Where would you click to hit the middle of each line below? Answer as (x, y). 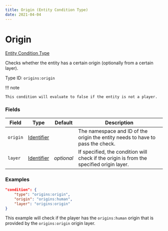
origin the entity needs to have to (117, 137)
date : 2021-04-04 (23, 15)
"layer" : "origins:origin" (42, 204)
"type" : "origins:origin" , (42, 194)
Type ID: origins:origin (30, 78)
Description (119, 123)
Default (64, 123)
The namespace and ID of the (113, 131)
